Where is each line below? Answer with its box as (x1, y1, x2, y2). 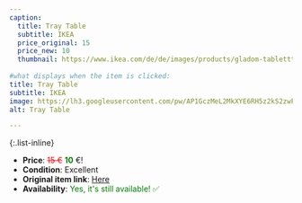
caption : (9, 13, 42, 22)
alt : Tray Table (9, 105, 70, 114)
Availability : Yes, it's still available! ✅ (22, 183, 160, 194)
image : (9, 96, 34, 106)
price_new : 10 (17, 47, 70, 56)
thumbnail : (17, 55, 58, 64)
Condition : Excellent (22, 164, 99, 175)
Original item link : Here (22, 174, 111, 185)
